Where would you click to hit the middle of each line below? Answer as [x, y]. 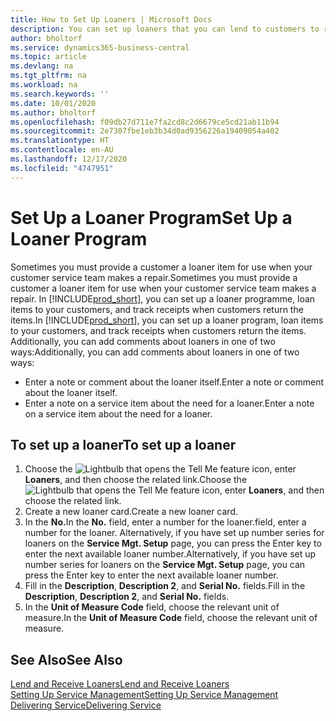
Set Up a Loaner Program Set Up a [151, 217]
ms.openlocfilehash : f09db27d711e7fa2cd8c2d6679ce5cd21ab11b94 [145, 122]
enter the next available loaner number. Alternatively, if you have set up [170, 554]
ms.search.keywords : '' [60, 94]
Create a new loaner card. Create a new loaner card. [131, 512]
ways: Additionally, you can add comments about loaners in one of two [155, 352]
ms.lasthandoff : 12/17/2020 [69, 159]
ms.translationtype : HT [60, 141]
